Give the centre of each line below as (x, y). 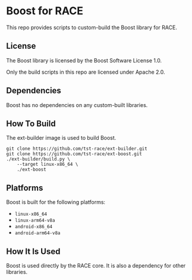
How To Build (31, 123)
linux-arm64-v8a (35, 221)
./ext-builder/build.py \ (38, 159)
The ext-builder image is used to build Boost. (61, 138)
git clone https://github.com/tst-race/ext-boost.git (74, 154)
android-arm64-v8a (37, 233)
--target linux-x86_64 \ (48, 165)
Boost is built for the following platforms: (56, 202)
